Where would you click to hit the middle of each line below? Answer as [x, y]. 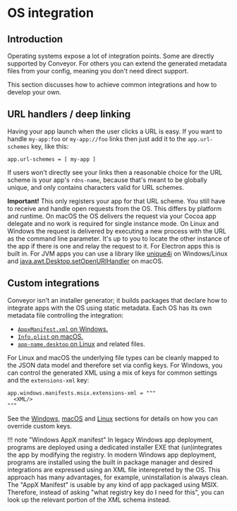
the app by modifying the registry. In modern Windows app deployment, [112, 455]
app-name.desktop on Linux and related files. [81, 344]
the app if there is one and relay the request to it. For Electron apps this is [114, 246]
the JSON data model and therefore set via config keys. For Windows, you [115, 365]
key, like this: [50, 146]
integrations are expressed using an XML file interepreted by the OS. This [114, 469]
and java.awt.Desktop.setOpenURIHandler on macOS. [85, 261]
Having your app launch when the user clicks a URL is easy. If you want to [115, 131]
